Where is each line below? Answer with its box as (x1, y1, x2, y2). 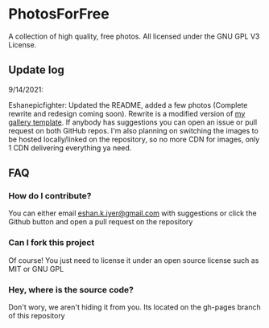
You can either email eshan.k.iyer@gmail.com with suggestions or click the (8, 208, 257, 218)
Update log (8, 64, 64, 77)
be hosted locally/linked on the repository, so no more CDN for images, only (8, 134, 260, 144)
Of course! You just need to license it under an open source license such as (8, 255, 259, 265)
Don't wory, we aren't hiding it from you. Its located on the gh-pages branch (8, 302, 261, 312)
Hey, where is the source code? (8, 284, 134, 295)
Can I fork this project (8, 237, 95, 248)
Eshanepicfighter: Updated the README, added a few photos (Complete (8, 100, 248, 109)
